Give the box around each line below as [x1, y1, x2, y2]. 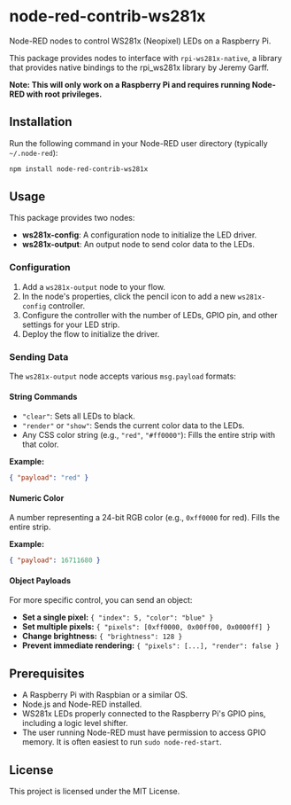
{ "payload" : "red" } [9, 473, 89, 482]
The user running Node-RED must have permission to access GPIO [21, 727, 267, 738]
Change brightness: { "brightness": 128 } [21, 631, 183, 642]
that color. [21, 439, 59, 449]
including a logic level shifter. [21, 718, 128, 729]
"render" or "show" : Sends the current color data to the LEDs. [21, 420, 245, 431]
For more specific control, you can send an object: [9, 595, 193, 606]
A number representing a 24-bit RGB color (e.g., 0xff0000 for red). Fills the [9, 512, 280, 523]
